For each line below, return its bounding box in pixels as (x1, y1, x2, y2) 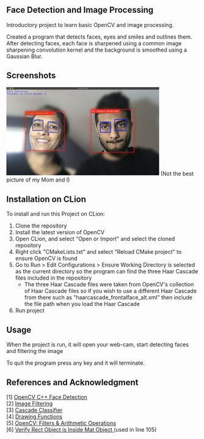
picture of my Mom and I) (6, 176, 70, 183)
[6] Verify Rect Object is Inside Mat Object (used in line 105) (6, 426, 157, 433)
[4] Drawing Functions (6, 413, 63, 420)
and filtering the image (6, 348, 64, 355)
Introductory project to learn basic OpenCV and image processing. (6, 21, 174, 28)
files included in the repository (15, 274, 92, 281)
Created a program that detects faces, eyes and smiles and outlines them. (6, 33, 192, 40)
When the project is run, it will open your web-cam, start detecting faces (6, 341, 189, 348)
